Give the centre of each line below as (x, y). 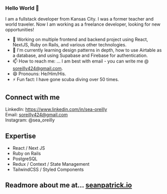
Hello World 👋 (22, 8)
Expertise (21, 136)
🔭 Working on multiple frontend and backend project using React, (80, 39)
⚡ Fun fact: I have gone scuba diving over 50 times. (66, 80)
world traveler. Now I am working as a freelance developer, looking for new (83, 24)
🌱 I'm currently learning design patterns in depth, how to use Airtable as (87, 50)
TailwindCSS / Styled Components (48, 169)
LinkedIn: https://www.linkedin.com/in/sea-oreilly (56, 109)
